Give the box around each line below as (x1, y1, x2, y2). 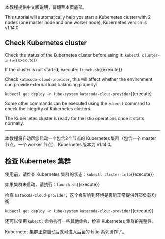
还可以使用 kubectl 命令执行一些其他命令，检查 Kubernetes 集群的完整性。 (5, 218, 156, 224)
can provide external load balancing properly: (5, 81, 97, 87)
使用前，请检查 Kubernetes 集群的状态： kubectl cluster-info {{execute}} (5, 171, 154, 177)
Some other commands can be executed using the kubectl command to (5, 100, 151, 106)
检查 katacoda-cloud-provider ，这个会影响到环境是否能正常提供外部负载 (5, 192, 152, 198)
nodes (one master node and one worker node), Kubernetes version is (5, 19, 147, 25)
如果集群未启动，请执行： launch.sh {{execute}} (5, 181, 100, 187)
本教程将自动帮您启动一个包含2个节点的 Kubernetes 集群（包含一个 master (5, 135, 156, 141)
